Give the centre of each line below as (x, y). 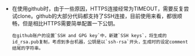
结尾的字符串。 (27, 48)
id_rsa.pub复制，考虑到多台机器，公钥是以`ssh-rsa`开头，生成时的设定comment (100, 42)
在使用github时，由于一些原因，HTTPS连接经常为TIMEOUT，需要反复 (97, 9)
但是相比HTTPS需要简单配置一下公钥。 (70, 23)
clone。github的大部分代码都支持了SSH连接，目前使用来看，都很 (97, 16)
